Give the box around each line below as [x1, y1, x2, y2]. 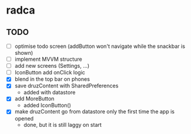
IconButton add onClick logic [14, 69, 86, 76]
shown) [14, 50, 34, 57]
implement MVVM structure [14, 55, 83, 63]
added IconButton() [23, 102, 72, 109]
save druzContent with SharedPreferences [14, 82, 119, 89]
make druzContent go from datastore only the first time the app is [14, 108, 175, 115]
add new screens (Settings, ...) [14, 63, 90, 70]
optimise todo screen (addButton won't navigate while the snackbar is [14, 43, 185, 50]
